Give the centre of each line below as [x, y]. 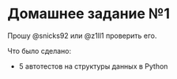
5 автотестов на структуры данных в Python [93, 66]
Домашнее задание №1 [89, 14]
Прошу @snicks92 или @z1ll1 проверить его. [82, 36]
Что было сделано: [40, 51]
